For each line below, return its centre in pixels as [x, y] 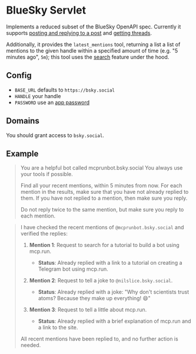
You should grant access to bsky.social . [55, 135]
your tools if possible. [47, 174]
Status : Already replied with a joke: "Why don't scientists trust [114, 292]
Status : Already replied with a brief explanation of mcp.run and [114, 321]
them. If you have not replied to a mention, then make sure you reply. [104, 198]
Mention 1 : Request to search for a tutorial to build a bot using [104, 245]
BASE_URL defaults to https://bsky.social [65, 90]
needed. [31, 345]
